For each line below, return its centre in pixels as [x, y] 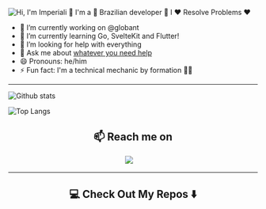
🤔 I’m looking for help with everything [80, 44]
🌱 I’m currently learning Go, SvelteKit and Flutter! [99, 36]
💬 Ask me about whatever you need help [86, 53]
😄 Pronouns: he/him [53, 61]
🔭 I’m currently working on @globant [80, 27]
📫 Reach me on [133, 137]
